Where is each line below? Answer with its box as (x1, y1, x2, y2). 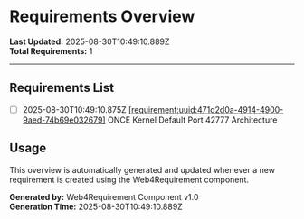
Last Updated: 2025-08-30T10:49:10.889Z (9, 36, 170, 47)
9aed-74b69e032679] (22, 114, 106, 125)
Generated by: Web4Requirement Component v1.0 (9, 191, 199, 202)
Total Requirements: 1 (9, 45, 93, 56)
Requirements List (9, 80, 115, 96)
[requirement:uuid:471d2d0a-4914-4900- (128, 104, 284, 114)
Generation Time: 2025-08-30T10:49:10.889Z (9, 201, 183, 212)
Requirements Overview (9, 6, 195, 27)
